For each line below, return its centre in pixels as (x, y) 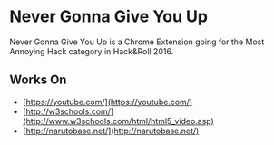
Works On (38, 80)
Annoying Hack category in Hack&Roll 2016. (92, 51)
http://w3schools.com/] (70, 111)
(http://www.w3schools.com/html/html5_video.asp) (118, 121)
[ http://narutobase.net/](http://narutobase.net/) (111, 130)
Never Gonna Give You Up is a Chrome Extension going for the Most (137, 42)
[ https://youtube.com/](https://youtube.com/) (108, 101)
